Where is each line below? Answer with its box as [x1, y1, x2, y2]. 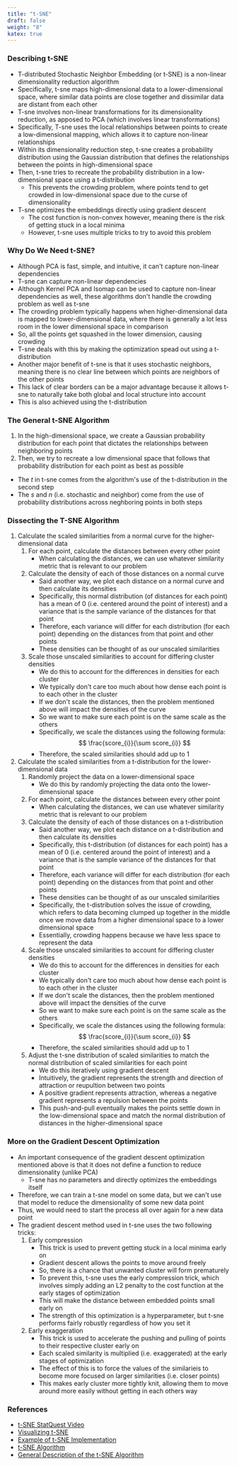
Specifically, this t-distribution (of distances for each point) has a [38, 840, 229, 849]
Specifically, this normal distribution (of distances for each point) [38, 592, 228, 600]
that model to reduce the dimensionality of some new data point [17, 1198, 204, 1206]
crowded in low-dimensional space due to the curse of [28, 190, 187, 199]
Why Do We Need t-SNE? [7, 246, 96, 255]
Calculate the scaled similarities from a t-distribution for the [17, 757, 191, 766]
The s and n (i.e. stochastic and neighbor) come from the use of [17, 490, 204, 499]
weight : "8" [7, 23, 42, 31]
